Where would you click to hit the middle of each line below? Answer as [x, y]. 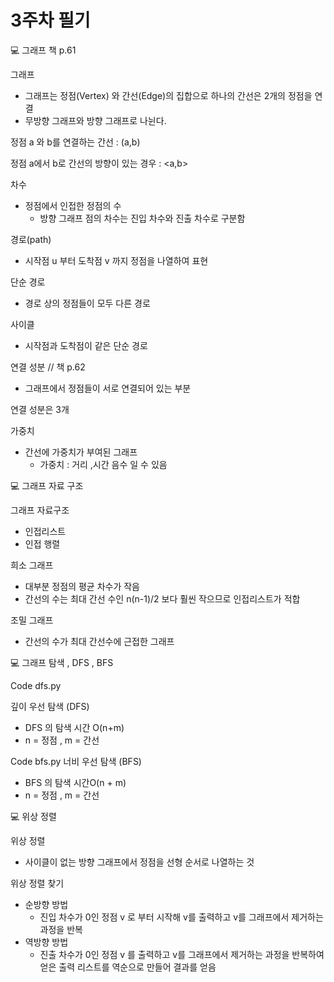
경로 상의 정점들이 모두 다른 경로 [87, 303]
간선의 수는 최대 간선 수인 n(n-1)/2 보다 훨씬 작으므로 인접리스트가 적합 [162, 598]
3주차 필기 [50, 20]
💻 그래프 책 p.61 [43, 50]
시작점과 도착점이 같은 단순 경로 [86, 345]
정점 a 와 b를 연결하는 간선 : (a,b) [75, 142]
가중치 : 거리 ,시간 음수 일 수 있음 [103, 464]
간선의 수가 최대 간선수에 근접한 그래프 [99, 641]
